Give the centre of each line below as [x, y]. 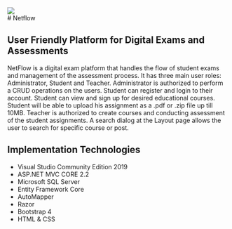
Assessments [38, 51]
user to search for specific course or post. [68, 127]
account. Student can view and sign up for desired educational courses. [111, 98]
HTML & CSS [36, 219]
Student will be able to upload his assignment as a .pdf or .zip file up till [110, 105]
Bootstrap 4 [34, 211]
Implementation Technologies [74, 150]
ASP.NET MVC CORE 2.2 [53, 174]
